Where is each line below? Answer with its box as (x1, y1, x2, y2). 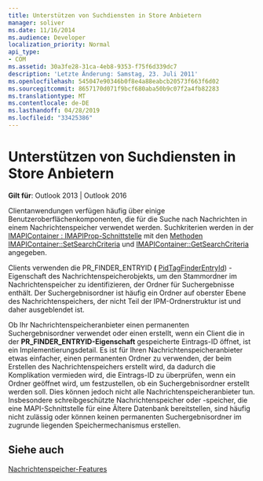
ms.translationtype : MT (8, 92, 86, 100)
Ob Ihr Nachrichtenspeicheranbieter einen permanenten (8, 320, 190, 329)
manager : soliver (8, 19, 65, 27)
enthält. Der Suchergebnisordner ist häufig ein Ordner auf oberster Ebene (8, 288, 247, 298)
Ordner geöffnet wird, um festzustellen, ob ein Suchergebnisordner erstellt (8, 379, 250, 388)
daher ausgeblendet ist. (8, 305, 85, 314)
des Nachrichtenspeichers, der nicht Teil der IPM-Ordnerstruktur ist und (8, 296, 241, 305)
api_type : (8, 48, 41, 56)
